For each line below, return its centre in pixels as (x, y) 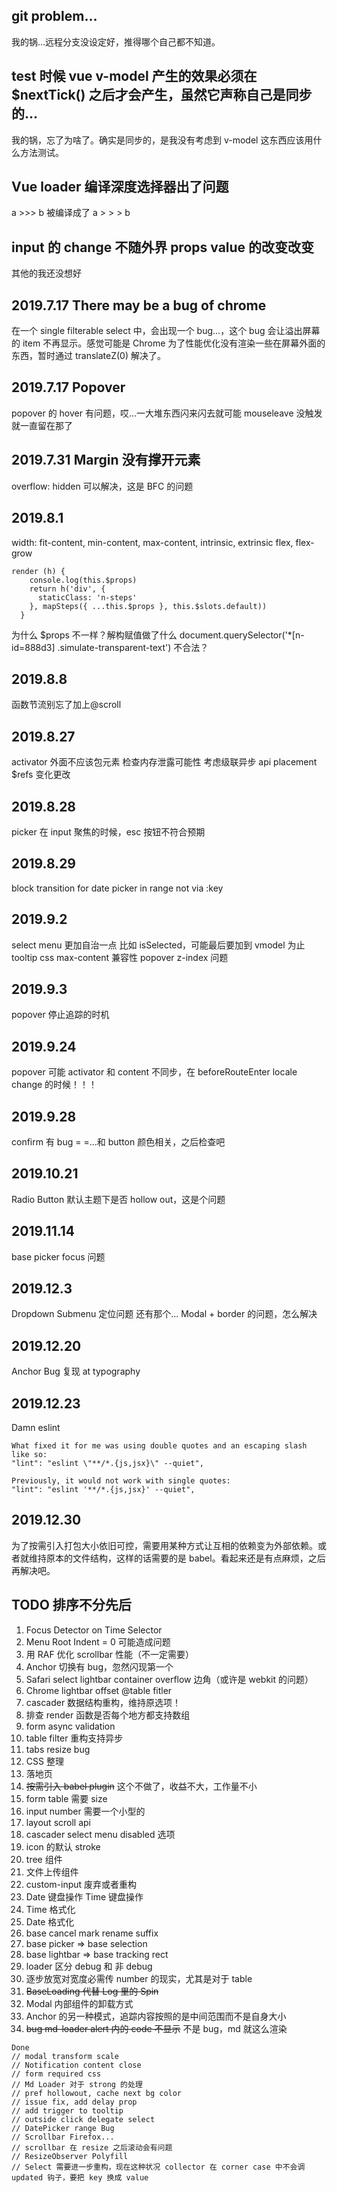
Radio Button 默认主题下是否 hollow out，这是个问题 (118, 1199)
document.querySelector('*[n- (242, 635)
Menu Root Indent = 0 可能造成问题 (98, 1641)
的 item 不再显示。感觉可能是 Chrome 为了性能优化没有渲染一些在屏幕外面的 (168, 343)
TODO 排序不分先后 (71, 1605)
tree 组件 (44, 1859)
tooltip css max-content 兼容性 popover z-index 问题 (120, 957)
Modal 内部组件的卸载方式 (79, 2003)
